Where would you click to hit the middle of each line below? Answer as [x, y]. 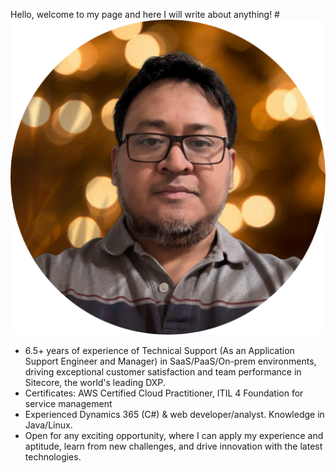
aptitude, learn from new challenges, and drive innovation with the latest [173, 446]
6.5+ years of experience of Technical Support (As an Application [159, 350]
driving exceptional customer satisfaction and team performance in [163, 372]
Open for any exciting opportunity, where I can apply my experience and [174, 435]
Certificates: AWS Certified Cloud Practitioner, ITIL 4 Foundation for [164, 393]
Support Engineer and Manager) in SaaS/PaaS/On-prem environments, [170, 361]
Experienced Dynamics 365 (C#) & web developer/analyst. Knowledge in [174, 414]
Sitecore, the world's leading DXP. [95, 382]
